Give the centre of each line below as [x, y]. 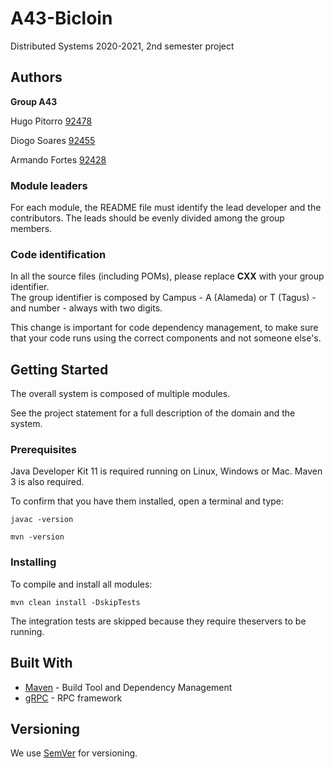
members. [31, 229]
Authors [36, 77]
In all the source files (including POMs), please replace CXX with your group [167, 276]
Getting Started [59, 369]
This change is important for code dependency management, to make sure [164, 328]
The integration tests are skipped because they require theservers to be [158, 621]
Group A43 [34, 101]
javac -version [42, 520]
